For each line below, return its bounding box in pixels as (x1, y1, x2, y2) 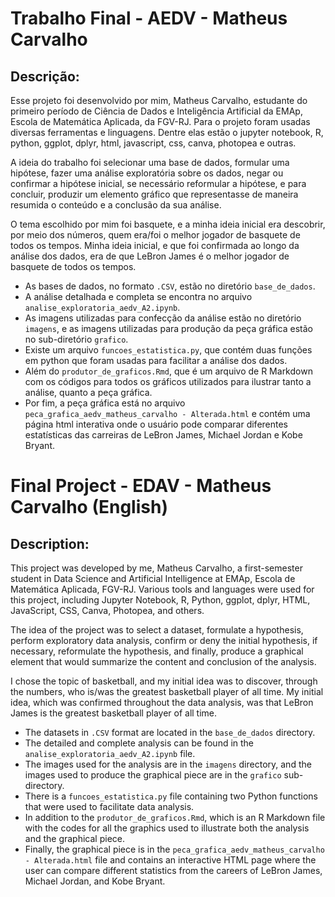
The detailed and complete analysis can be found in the (24, 737, 255, 749)
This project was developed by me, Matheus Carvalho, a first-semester (10, 562, 303, 574)
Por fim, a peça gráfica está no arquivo (24, 397, 186, 409)
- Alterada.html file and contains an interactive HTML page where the (24, 854, 317, 866)
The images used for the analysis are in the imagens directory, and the (24, 758, 312, 770)
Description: (10, 535, 90, 552)
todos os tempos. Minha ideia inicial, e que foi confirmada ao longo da (10, 240, 300, 251)
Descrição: (10, 68, 80, 85)
